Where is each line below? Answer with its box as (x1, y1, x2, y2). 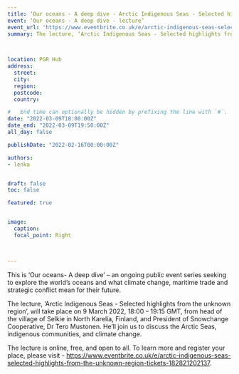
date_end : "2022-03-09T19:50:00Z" (7, 122, 110, 129)
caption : (14, 225, 40, 232)
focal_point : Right (14, 232, 72, 239)
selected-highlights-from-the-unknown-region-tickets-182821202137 (7, 358, 211, 367)
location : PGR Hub (7, 56, 62, 63)
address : (7, 63, 33, 70)
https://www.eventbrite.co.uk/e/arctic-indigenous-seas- (66, 350, 231, 360)
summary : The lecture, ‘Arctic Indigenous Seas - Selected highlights (7, 30, 221, 38)
